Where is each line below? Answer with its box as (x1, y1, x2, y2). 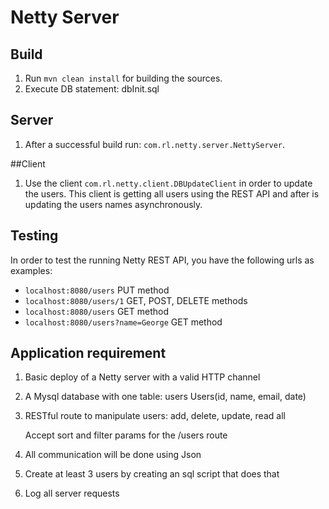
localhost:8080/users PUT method (24, 284, 170, 296)
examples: (10, 264, 53, 276)
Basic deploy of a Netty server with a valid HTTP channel (24, 371, 261, 383)
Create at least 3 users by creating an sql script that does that (24, 468, 280, 480)
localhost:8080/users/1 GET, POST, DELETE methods (24, 294, 248, 306)
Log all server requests (24, 487, 120, 500)
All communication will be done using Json (24, 449, 202, 461)
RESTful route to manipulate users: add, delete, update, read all (24, 410, 286, 422)
